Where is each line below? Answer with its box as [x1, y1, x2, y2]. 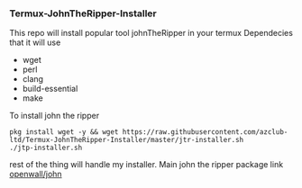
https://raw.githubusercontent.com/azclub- [122, 128, 288, 137]
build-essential [22, 84, 78, 94]
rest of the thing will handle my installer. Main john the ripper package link [9, 159, 284, 170]
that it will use [9, 37, 61, 48]
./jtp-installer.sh [9, 143, 83, 153]
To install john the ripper [9, 111, 100, 121]
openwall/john [9, 169, 62, 180]
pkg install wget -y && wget [9, 128, 119, 137]
